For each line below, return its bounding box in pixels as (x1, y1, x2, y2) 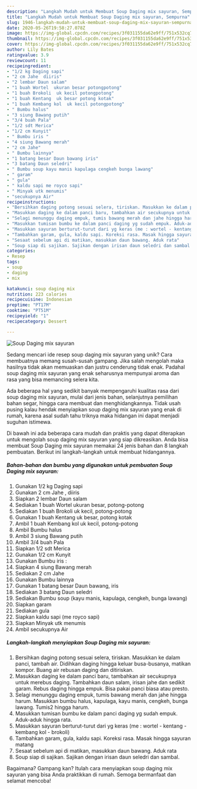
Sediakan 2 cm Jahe (15, 570, 65, 577)
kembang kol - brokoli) (15, 728, 70, 735)
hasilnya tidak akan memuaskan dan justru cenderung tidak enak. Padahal (6, 363, 185, 371)
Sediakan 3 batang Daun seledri (15, 588, 92, 595)
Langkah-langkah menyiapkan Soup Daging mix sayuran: (6, 639, 151, 646)
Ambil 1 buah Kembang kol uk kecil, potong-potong (15, 520, 139, 527)
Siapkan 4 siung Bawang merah (15, 563, 92, 571)
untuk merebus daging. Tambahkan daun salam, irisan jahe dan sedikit (15, 678, 185, 685)
